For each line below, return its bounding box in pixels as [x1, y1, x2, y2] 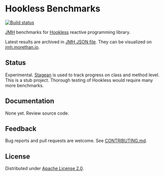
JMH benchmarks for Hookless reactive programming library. [5, 29, 131, 35]
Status [5, 58, 26, 67]
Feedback [5, 124, 37, 133]
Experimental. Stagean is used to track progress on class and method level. [5, 72, 160, 78]
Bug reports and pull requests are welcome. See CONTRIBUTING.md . [5, 138, 148, 144]
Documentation [5, 97, 55, 105]
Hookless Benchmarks [5, 3, 100, 14]
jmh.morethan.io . [5, 44, 40, 50]
